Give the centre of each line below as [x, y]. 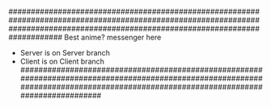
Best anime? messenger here [113, 37]
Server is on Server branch [65, 53]
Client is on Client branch [62, 61]
